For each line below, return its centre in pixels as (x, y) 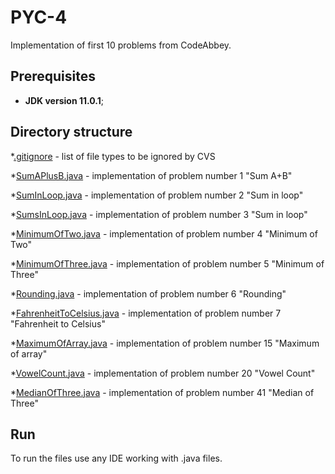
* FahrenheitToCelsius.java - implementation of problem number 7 (146, 313)
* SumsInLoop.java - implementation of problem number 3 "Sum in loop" (159, 214)
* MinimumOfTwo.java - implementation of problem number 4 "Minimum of (164, 233)
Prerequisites (53, 76)
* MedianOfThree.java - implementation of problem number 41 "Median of (162, 392)
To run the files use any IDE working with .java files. (116, 458)
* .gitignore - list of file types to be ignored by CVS (113, 156)
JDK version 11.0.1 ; (64, 100)
